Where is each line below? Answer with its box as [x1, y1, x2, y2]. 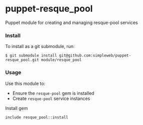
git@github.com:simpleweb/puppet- [59, 53, 131, 58]
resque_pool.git [5, 57, 39, 62]
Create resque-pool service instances [12, 95, 90, 101]
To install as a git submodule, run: [5, 43, 75, 49]
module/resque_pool [41, 57, 82, 62]
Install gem [5, 105, 28, 111]
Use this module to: [5, 80, 46, 86]
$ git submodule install [5, 53, 57, 58]
